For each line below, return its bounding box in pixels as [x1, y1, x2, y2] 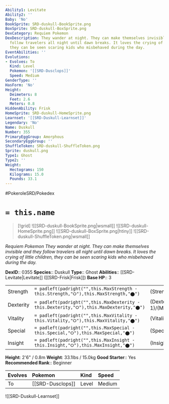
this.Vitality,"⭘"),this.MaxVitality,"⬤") [34, 318, 140, 324]
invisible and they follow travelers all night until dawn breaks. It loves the [5, 248, 156, 255]
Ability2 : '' [5, 12, 33, 17]
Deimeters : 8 [10, 92, 37, 97]
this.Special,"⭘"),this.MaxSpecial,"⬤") [34, 330, 135, 336]
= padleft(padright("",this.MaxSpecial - [34, 325, 135, 331]
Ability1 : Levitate [5, 7, 46, 13]
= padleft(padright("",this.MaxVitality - [34, 313, 137, 319]
